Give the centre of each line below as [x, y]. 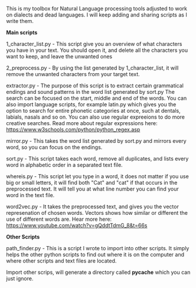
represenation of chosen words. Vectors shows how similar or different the [97, 213]
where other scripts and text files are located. [61, 261]
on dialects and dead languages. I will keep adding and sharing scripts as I [97, 15]
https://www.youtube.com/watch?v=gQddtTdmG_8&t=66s [77, 225]
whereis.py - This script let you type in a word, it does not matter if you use [97, 176]
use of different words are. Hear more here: [59, 219]
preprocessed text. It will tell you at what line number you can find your [92, 189]
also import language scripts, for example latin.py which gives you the [91, 104]
